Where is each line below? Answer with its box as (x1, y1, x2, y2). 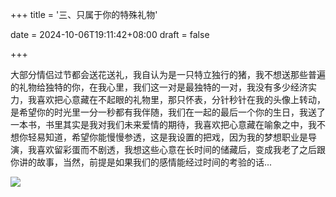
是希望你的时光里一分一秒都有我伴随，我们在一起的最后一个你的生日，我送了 (10, 106, 326, 118)
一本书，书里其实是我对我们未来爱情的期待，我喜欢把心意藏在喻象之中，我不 (10, 119, 326, 130)
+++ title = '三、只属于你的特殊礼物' (10, 9, 158, 20)
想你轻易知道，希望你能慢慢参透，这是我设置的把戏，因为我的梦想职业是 (10, 131, 308, 143)
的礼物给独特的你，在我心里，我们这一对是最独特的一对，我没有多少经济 (10, 81, 308, 93)
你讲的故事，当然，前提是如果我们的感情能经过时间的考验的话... (10, 156, 273, 168)
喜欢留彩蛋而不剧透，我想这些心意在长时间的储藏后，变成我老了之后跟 (36, 144, 326, 155)
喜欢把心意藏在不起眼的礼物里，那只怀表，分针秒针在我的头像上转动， (36, 94, 326, 105)
